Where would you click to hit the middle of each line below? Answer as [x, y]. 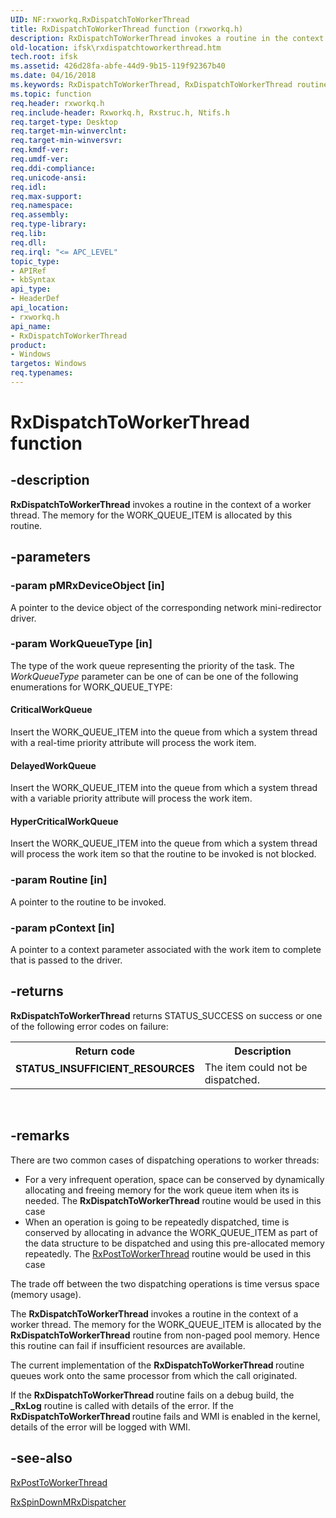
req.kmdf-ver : [40, 150]
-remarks [40, 1136]
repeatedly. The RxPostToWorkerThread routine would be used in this [168, 1253]
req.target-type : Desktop [64, 122]
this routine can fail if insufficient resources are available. [128, 1345]
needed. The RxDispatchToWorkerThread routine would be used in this [173, 1200]
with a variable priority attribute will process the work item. [131, 798]
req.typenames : [42, 373]
